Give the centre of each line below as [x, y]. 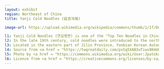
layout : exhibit [21, 9]
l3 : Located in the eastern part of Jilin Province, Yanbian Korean [76, 45]
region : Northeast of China [33, 14]
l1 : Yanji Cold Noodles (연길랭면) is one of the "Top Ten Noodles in [76, 36]
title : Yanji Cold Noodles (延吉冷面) [43, 18]
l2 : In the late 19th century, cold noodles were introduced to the [76, 41]
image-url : [16, 27]
